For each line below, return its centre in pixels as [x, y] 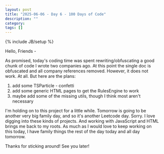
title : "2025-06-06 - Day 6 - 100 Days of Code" [56, 14]
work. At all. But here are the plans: [40, 76]
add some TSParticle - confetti [43, 86]
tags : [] [14, 28]
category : [15, 23]
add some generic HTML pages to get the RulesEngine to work [76, 91]
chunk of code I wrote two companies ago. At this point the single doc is [78, 66]
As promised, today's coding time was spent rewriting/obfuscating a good [80, 61]
